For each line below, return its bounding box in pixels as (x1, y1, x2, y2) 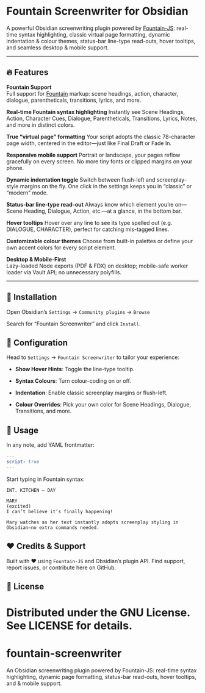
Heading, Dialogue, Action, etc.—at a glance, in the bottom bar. (23, 207, 182, 215)
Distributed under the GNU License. (6, 606, 190, 620)
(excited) (6, 503, 32, 510)
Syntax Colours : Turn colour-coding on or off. (15, 377, 131, 385)
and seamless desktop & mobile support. (6, 44, 109, 51)
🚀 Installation (6, 292, 57, 302)
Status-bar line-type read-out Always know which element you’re (6, 201, 174, 208)
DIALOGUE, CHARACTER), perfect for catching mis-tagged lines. (6, 226, 170, 233)
